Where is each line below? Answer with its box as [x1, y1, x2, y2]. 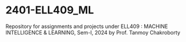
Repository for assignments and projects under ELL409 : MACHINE [5, 23, 168, 30]
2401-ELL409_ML [5, 3, 94, 17]
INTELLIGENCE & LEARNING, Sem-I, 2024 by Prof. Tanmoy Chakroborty [5, 29, 181, 36]
